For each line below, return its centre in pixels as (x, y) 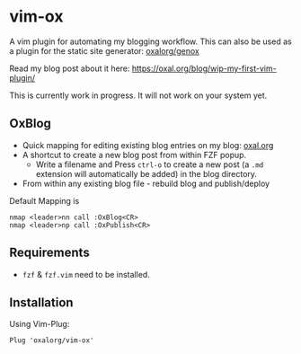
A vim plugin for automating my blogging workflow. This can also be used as (150, 41)
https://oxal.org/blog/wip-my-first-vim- (204, 68)
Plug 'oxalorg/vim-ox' (52, 341)
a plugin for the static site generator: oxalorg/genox (104, 50)
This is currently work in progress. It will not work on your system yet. (138, 95)
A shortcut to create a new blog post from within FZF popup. (134, 155)
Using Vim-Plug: (40, 324)
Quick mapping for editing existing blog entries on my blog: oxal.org (148, 145)
